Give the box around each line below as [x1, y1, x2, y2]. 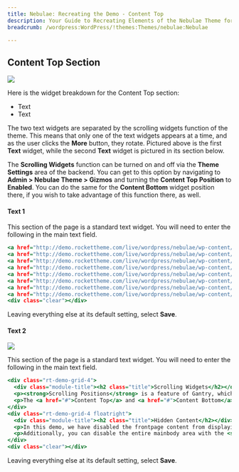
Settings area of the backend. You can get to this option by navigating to [7, 168, 221, 177]
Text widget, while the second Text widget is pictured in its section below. [7, 147, 225, 155]
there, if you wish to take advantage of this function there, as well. [7, 190, 201, 200]
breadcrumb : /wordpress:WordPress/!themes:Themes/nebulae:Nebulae [7, 24, 208, 31]
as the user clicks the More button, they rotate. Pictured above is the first [7, 139, 222, 148]
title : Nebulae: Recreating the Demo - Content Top [7, 10, 164, 18]
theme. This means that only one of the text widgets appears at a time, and [7, 131, 228, 140]
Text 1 [7, 207, 26, 215]
